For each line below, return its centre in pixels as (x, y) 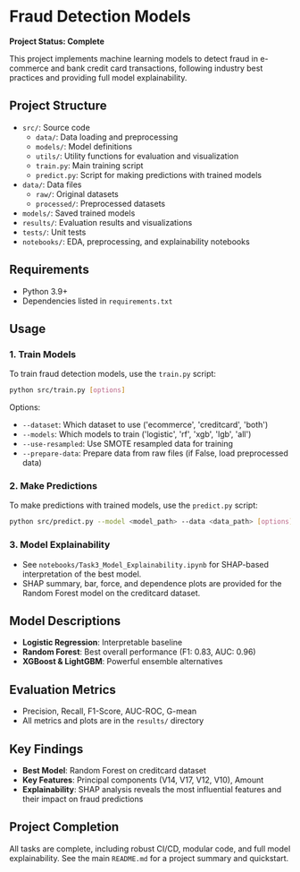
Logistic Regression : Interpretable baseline (102, 643)
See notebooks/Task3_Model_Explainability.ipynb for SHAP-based (146, 564)
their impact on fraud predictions (83, 799)
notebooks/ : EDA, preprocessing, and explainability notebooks (136, 241)
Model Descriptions (65, 621)
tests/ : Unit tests (54, 232)
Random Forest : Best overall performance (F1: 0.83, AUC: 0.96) (139, 652)
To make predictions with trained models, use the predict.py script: (134, 505)
